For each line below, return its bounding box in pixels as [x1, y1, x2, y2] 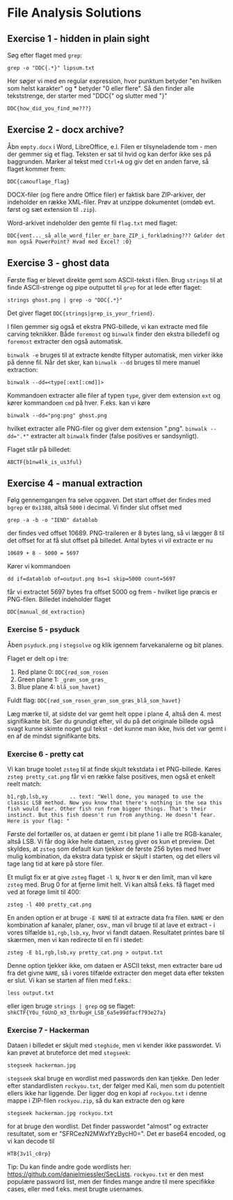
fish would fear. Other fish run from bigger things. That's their [7, 806, 207, 813]
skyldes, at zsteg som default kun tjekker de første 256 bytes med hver [7, 845, 211, 853]
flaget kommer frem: [7, 164, 66, 173]
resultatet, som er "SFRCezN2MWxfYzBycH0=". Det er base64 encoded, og [7, 1130, 226, 1138]
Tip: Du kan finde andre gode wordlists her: [7, 1162, 131, 1171]
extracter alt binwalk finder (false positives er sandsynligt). [31, 431, 199, 440]
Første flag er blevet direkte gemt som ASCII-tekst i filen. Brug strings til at [7, 275, 223, 284]
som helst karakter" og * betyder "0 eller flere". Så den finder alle [7, 84, 195, 92]
